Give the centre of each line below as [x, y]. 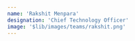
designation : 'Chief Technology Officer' [68, 20]
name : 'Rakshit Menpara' [43, 14]
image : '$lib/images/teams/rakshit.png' [67, 26]
